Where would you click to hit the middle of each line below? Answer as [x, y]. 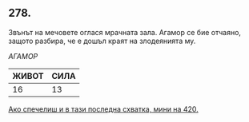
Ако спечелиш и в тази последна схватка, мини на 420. [103, 109]
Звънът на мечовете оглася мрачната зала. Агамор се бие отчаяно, [125, 32]
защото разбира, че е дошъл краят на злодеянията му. [102, 41]
